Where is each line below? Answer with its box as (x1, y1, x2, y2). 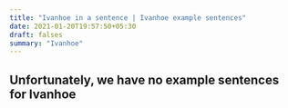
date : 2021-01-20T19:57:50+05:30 (9, 22, 137, 31)
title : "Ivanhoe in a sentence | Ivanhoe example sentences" (9, 13, 247, 23)
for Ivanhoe (9, 86, 77, 102)
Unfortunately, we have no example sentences (9, 72, 280, 87)
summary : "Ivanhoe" (9, 38, 84, 48)
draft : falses (9, 30, 64, 39)
